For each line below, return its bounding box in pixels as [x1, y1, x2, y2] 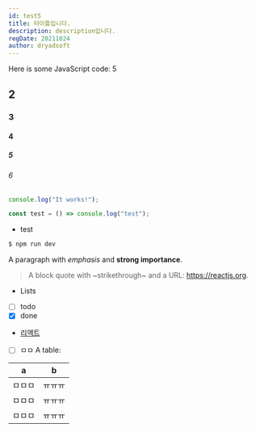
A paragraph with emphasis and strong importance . [8, 255, 183, 265]
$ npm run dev [8, 240, 57, 249]
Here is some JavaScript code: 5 [8, 64, 117, 73]
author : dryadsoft [8, 42, 70, 50]
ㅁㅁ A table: [19, 345, 61, 355]
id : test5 [8, 11, 42, 20]
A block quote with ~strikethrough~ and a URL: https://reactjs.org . [27, 271, 249, 280]
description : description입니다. [8, 27, 115, 35]
